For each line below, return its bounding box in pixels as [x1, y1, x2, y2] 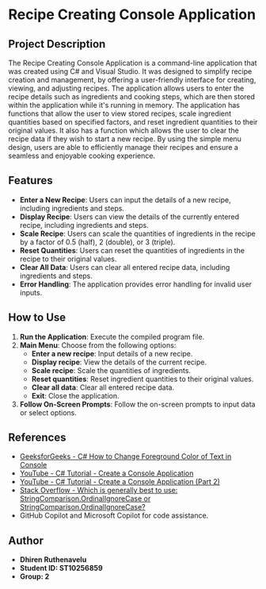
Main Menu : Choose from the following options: [19, 340, 177, 350]
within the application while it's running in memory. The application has [8, 101, 240, 110]
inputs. [19, 287, 43, 297]
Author [8, 533, 44, 547]
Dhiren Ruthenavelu [19, 555, 87, 564]
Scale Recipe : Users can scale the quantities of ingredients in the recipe [19, 229, 256, 238]
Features [8, 174, 53, 187]
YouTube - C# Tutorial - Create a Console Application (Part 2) [19, 477, 220, 487]
